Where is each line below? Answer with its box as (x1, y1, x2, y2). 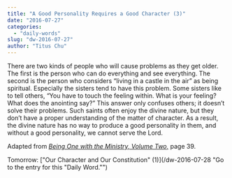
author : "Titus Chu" (7, 43, 68, 50)
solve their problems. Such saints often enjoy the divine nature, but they (7, 106, 215, 114)
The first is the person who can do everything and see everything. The (7, 69, 211, 77)
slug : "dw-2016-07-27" (7, 36, 73, 43)
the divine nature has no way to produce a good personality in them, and (7, 121, 217, 129)
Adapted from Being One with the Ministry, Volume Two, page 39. (7, 142, 196, 150)
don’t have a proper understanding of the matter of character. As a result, (7, 114, 219, 122)
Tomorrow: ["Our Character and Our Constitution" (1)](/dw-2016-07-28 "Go (7, 156, 224, 164)
